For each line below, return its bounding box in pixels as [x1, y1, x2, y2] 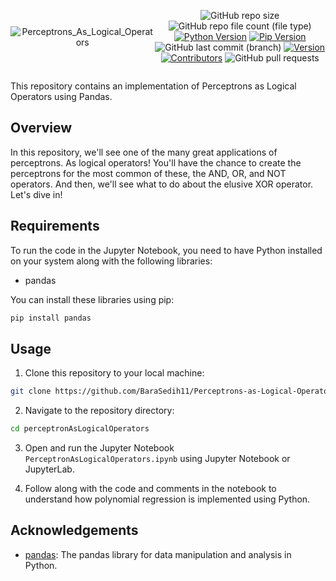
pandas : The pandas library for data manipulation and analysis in [24, 548, 292, 560]
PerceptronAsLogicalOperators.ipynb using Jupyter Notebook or [24, 453, 291, 465]
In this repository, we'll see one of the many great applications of [10, 146, 278, 158]
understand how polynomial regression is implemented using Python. [24, 493, 311, 505]
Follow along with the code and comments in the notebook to [24, 483, 277, 495]
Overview [10, 120, 73, 137]
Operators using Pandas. [10, 91, 113, 102]
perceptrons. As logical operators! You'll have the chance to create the [10, 156, 302, 169]
